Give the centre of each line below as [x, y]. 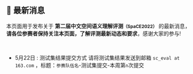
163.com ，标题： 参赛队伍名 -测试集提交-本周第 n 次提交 [79, 65]
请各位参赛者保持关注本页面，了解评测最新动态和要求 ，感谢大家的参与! [94, 33]
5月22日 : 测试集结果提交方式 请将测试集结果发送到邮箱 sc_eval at [97, 57]
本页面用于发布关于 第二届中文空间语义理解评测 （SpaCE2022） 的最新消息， [98, 26]
